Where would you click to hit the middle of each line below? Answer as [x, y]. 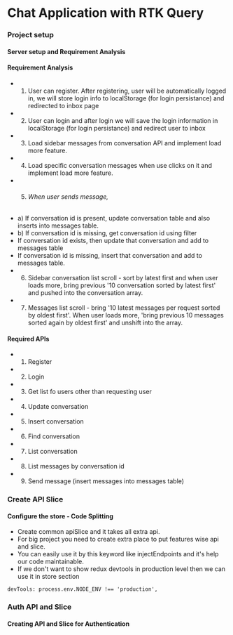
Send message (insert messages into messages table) [106, 481]
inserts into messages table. [58, 225]
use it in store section [48, 577]
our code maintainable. [50, 562]
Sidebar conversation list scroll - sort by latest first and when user [123, 278]
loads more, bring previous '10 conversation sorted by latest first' [122, 285]
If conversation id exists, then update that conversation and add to [113, 241]
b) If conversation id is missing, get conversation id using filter [107, 233]
